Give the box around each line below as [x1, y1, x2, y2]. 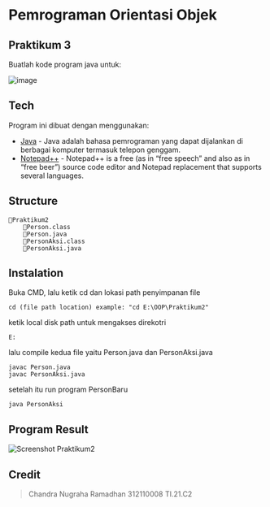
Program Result [8, 422, 89, 436]
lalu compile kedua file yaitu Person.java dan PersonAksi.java [8, 348, 213, 357]
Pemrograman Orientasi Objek [8, 6, 217, 24]
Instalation [8, 266, 63, 280]
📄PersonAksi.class [23, 237, 85, 245]
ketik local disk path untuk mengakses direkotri [8, 318, 167, 327]
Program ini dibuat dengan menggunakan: [8, 120, 150, 130]
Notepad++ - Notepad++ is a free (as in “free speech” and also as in [20, 153, 250, 163]
